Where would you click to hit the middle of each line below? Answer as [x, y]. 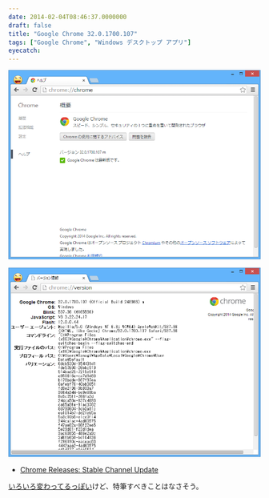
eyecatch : [25, 51]
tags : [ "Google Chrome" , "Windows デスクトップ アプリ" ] [100, 42]
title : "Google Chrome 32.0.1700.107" [73, 34]
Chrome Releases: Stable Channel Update [89, 470]
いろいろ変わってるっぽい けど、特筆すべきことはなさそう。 [106, 486]
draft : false [30, 25]
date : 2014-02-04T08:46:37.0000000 [68, 17]
